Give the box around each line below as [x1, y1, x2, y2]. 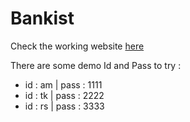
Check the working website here [10, 40, 145, 52]
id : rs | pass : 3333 [24, 100, 105, 112]
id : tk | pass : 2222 [24, 89, 105, 101]
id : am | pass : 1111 [24, 78, 103, 91]
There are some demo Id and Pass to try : [10, 59, 182, 71]
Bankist [10, 7, 75, 30]
